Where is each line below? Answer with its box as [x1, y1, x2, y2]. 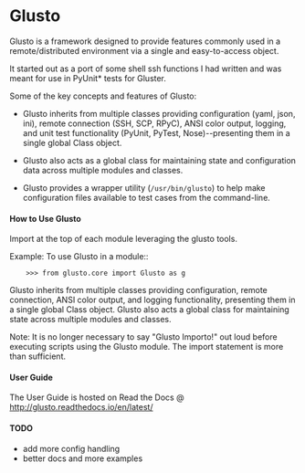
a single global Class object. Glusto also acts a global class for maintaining [9, 304, 289, 315]
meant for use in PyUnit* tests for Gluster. [9, 72, 167, 83]
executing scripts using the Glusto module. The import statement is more [9, 342, 284, 352]
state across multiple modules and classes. [9, 314, 172, 325]
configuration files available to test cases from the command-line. [22, 192, 271, 203]
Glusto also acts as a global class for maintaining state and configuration [22, 154, 297, 165]
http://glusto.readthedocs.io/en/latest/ [9, 402, 153, 413]
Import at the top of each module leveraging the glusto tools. [9, 234, 237, 245]
